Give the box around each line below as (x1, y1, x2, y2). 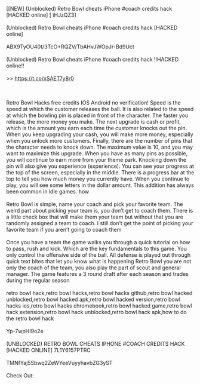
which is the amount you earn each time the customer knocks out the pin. (6, 125, 187, 131)
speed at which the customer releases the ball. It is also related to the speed (6, 106, 194, 112)
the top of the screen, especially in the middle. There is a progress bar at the (6, 169, 195, 176)
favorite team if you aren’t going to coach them (6, 226, 122, 233)
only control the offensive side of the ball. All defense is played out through (6, 251, 191, 259)
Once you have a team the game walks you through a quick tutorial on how (6, 239, 190, 245)
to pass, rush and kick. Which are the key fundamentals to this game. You (6, 245, 187, 252)
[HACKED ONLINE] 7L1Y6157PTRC (6, 346, 91, 354)
